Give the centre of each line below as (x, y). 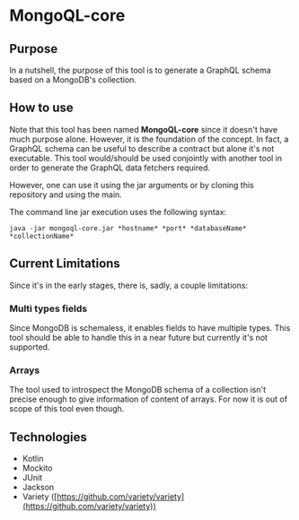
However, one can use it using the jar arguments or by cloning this (132, 185)
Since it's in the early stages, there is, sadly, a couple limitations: (129, 285)
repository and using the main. (66, 195)
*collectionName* (42, 236)
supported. (30, 347)
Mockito (37, 468)
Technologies (48, 437)
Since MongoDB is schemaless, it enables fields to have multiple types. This (150, 327)
